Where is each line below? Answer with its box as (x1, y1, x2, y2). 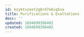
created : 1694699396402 (5, 25, 54, 30)
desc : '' (5, 16, 23, 21)
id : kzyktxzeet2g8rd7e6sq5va (5, 7, 64, 12)
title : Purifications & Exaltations (5, 12, 80, 16)
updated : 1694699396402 (5, 20, 54, 25)
